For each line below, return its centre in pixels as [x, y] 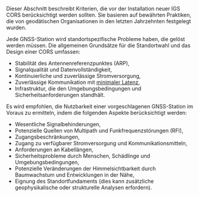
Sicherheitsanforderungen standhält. [60, 95]
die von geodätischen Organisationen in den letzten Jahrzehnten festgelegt [99, 21]
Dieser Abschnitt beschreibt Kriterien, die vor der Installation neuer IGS [93, 9]
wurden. [16, 27]
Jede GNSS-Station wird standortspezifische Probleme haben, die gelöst [96, 39]
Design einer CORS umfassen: [43, 52]
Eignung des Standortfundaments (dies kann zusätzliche [84, 181]
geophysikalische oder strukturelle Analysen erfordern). [83, 187]
